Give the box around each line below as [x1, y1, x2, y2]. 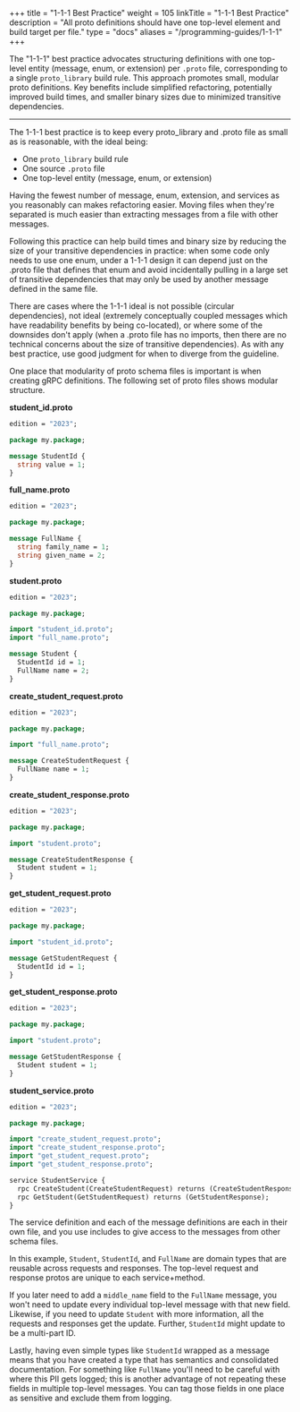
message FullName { [9, 535, 82, 543]
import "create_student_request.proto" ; [9, 1134, 162, 1144]
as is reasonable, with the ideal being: [9, 136, 149, 147]
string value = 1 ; [17, 460, 87, 469]
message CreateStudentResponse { [9, 855, 134, 864]
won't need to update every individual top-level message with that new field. [9, 1299, 291, 1310]
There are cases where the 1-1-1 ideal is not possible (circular [9, 301, 235, 312]
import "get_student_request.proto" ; [9, 1151, 150, 1160]
